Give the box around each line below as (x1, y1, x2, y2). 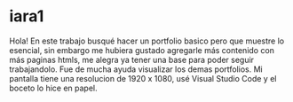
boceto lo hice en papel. (9, 82, 98, 93)
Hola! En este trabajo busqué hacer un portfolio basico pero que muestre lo (9, 35, 285, 46)
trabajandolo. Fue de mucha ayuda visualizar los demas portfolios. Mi (9, 64, 264, 75)
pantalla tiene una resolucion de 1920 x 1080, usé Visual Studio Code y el (9, 73, 277, 83)
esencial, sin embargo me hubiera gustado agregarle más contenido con (9, 44, 275, 55)
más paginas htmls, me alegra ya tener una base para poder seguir (9, 54, 255, 65)
